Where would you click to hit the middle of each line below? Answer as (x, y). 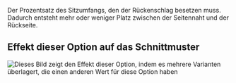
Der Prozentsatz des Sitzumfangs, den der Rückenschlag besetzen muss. (114, 10)
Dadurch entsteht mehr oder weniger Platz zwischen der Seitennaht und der (118, 18)
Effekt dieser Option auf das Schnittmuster (104, 47)
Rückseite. (23, 25)
